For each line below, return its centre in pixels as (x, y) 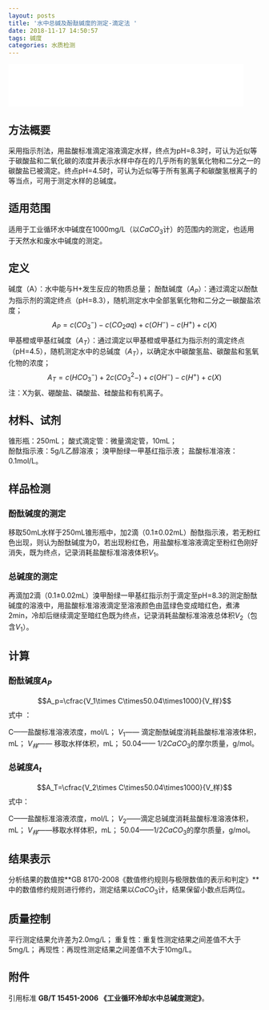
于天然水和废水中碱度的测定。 (57, 240)
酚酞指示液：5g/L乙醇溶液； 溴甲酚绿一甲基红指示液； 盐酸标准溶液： (123, 451)
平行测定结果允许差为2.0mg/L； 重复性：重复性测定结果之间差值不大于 (125, 939)
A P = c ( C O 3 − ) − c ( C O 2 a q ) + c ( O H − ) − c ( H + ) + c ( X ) (134, 325)
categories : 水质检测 (42, 46)
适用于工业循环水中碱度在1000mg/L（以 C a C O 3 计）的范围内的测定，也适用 (131, 230)
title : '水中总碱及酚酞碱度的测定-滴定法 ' (73, 23)
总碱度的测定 (33, 576)
